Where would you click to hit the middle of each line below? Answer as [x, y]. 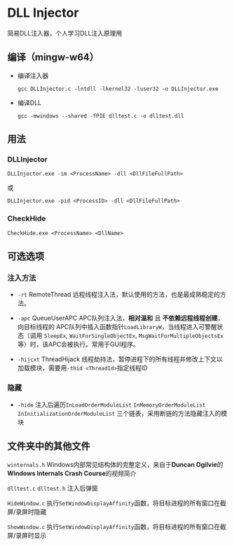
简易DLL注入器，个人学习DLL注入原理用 [65, 33]
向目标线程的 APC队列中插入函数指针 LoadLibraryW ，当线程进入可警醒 [117, 327]
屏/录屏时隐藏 [27, 512]
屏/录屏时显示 [27, 535]
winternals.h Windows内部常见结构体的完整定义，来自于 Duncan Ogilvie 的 [115, 464]
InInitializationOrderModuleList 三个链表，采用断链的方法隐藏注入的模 [122, 413]
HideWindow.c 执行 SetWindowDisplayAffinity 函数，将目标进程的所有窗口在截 [117, 503]
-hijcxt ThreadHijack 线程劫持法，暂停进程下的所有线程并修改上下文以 [120, 359]
